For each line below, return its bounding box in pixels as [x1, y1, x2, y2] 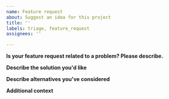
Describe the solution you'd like [6, 64, 87, 72]
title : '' [6, 20, 31, 26]
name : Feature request [6, 8, 63, 15]
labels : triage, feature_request [6, 25, 90, 32]
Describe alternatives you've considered [6, 76, 110, 83]
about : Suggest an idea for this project [6, 14, 111, 20]
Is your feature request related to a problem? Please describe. [6, 52, 164, 60]
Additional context [6, 87, 54, 94]
